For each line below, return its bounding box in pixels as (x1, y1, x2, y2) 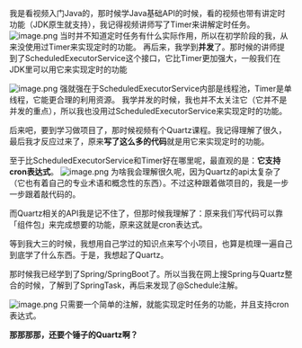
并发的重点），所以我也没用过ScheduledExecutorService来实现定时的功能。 (9, 106, 288, 116)
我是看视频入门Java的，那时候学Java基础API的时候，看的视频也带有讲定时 (9, 8, 286, 18)
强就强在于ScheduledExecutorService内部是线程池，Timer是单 (59, 84, 292, 94)
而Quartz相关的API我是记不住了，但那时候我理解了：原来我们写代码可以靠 (9, 208, 284, 219)
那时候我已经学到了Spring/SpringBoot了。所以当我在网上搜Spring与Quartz (9, 269, 285, 279)
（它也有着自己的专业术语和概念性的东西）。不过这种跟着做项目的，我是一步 (9, 178, 289, 188)
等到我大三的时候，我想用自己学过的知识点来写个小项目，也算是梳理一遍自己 (9, 238, 293, 249)
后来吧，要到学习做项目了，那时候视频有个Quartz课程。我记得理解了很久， (9, 125, 287, 135)
